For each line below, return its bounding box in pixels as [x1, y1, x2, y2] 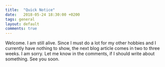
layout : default [5, 21, 39, 27]
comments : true [5, 26, 37, 31]
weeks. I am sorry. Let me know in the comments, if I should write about [5, 51, 155, 57]
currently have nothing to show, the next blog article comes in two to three [5, 45, 160, 51]
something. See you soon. [5, 56, 60, 62]
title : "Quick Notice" [5, 7, 56, 13]
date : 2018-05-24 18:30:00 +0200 [5, 12, 80, 17]
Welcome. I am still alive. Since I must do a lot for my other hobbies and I [5, 40, 156, 46]
